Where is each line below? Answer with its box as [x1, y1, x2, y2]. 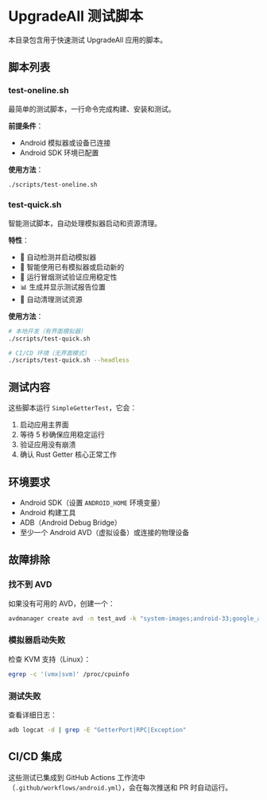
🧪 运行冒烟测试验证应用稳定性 [19, 272, 118, 282]
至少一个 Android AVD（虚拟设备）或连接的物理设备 [19, 527, 190, 537]
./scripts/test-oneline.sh [8, 181, 98, 188]
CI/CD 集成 [8, 750, 62, 763]
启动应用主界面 [19, 420, 69, 429]
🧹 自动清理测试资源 [19, 294, 83, 304]
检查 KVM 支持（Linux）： [8, 654, 91, 664]
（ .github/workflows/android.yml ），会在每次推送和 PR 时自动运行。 [8, 783, 233, 792]
